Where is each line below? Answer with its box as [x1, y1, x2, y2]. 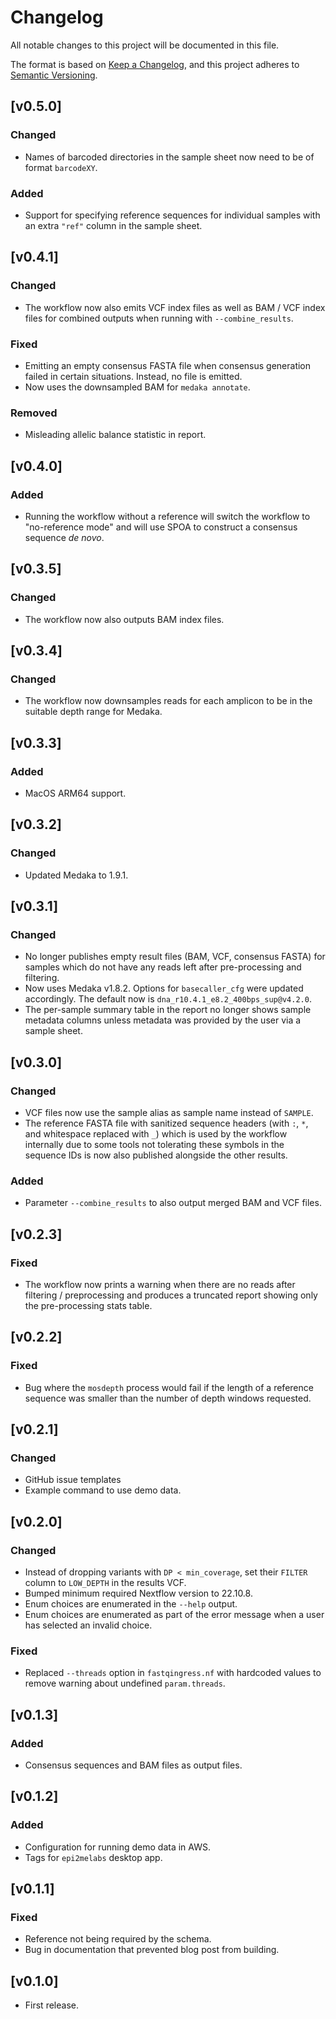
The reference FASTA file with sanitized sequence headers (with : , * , [24, 1117, 309, 1130]
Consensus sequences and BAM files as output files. [24, 1759, 243, 1771]
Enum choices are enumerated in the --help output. [24, 1598, 238, 1610]
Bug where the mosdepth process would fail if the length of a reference [24, 1381, 314, 1393]
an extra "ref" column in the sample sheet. [24, 219, 203, 231]
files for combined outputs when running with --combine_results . [24, 312, 294, 324]
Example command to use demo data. [24, 1484, 182, 1496]
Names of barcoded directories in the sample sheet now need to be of [24, 151, 315, 163]
